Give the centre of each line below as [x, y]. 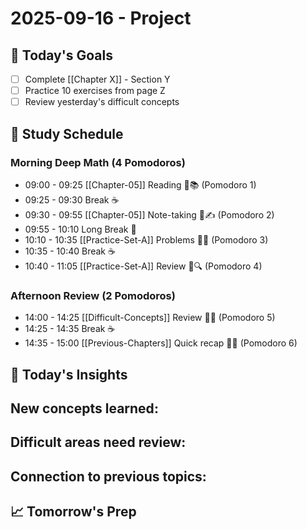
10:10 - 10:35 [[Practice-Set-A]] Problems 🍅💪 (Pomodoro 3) [146, 239]
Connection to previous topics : [108, 476]
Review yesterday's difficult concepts [102, 102]
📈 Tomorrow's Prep [73, 512]
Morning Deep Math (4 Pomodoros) [98, 162]
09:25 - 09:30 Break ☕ [72, 199]
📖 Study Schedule [67, 133]
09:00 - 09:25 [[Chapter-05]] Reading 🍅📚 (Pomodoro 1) [140, 184]
